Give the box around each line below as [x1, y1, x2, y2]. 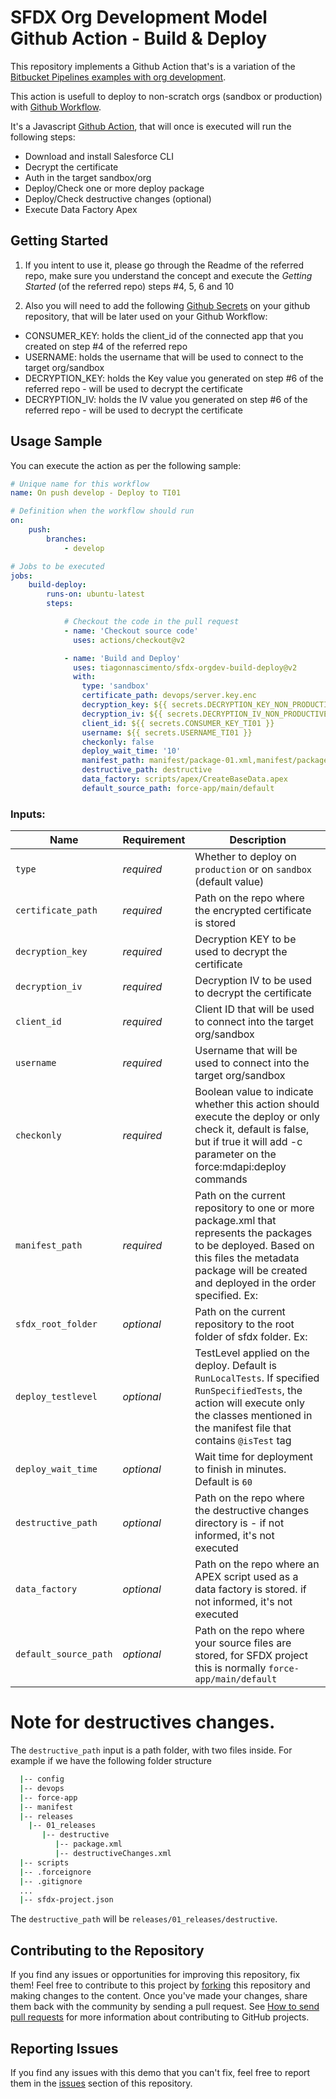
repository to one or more [194, 1201, 315, 1215]
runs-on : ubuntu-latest [46, 589, 145, 600]
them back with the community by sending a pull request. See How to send [10, 2001, 320, 2013]
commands [194, 1172, 248, 1186]
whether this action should [194, 1097, 320, 1111]
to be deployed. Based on [194, 1239, 315, 1253]
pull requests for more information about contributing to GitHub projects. [10, 2011, 310, 2023]
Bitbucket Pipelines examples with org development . [10, 71, 227, 83]
